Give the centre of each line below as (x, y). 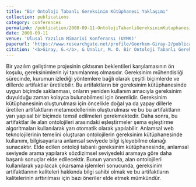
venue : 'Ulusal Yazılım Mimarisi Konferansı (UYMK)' (71, 39)
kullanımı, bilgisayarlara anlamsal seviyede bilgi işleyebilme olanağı (86, 140)
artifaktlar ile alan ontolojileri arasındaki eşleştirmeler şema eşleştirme (90, 122)
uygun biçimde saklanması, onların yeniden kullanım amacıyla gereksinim (94, 91)
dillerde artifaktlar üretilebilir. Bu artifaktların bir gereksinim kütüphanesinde (96, 85)
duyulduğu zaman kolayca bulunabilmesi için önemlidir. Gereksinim (87, 97)
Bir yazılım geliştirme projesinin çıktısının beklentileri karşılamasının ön (90, 66)
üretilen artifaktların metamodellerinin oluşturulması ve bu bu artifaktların (93, 109)
